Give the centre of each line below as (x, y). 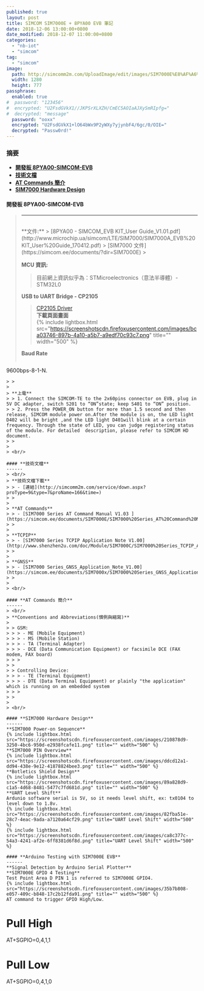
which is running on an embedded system (58, 686)
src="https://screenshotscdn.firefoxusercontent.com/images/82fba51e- (97, 814)
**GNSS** (23, 562)
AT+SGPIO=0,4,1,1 (28, 940)
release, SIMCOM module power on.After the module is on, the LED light (100, 414)
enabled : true (29, 97)
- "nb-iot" (25, 46)
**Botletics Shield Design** (43, 771)
